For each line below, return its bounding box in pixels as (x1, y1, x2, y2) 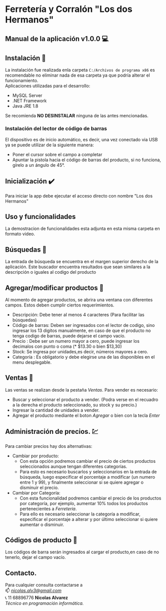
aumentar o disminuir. (19, 521, 64, 527)
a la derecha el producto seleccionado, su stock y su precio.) (12, 402, 137, 407)
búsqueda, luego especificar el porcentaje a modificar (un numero (19, 474, 155, 480)
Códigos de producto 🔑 (5, 536, 78, 544)
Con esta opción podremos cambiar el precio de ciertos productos (19, 458, 156, 464)
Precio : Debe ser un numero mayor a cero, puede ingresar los (12, 338, 140, 344)
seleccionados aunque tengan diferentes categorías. (19, 463, 127, 469)
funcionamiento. (5, 78, 39, 84)
